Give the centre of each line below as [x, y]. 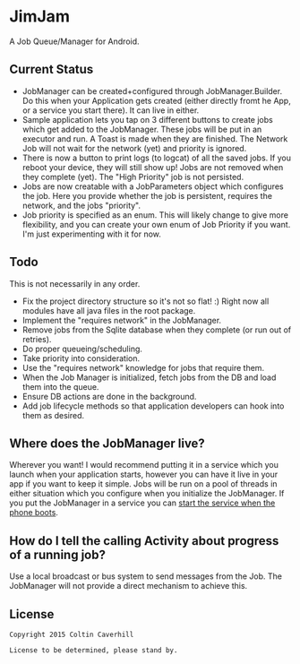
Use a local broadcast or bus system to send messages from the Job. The [146, 576]
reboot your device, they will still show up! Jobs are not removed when [153, 167]
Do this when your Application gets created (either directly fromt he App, [156, 100]
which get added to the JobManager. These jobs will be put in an [142, 129]
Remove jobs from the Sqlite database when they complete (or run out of [157, 330]
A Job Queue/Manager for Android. [75, 41]
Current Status [51, 69]
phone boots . [34, 513]
